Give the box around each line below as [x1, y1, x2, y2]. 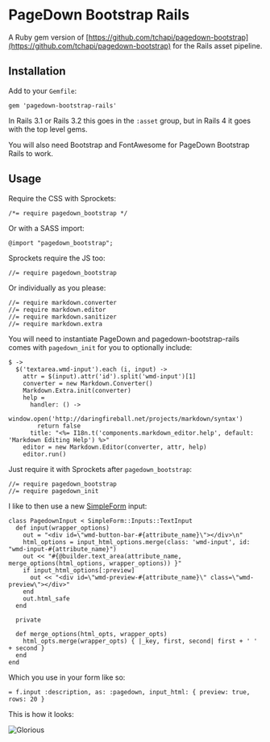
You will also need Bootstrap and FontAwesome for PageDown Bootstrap [8, 140, 250, 150]
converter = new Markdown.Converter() [23, 379, 153, 387]
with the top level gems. [8, 124, 88, 134]
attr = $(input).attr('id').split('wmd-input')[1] [23, 372, 197, 381]
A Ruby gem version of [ [8, 32, 89, 42]
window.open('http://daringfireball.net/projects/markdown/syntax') [8, 415, 243, 423]
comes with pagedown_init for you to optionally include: [8, 342, 193, 352]
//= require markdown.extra [8, 319, 103, 328]
